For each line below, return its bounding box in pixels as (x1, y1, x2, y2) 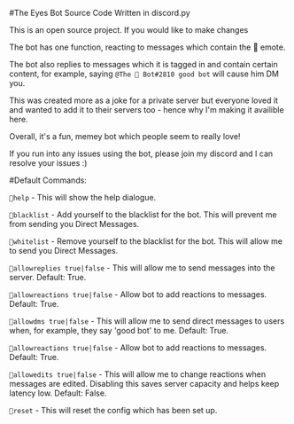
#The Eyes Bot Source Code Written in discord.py (9, 8, 190, 18)
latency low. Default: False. (9, 388, 107, 398)
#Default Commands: (9, 175, 87, 185)
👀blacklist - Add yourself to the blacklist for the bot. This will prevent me (9, 209, 277, 220)
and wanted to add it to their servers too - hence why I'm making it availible (9, 105, 285, 114)
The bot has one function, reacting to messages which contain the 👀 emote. (9, 42, 286, 52)
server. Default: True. (9, 272, 87, 282)
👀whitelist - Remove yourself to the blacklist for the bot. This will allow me (9, 236, 283, 247)
